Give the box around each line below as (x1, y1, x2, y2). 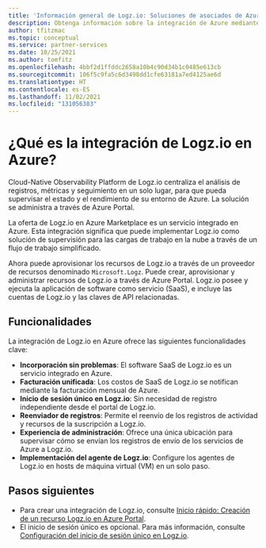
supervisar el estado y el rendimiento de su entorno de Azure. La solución (8, 194, 249, 204)
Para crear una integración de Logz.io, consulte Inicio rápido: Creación (19, 505, 251, 515)
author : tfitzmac (8, 26, 66, 34)
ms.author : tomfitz (8, 56, 73, 64)
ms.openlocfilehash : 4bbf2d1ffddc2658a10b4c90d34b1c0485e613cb (8, 63, 222, 71)
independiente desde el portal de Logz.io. (19, 402, 156, 412)
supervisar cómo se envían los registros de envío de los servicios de (19, 435, 244, 445)
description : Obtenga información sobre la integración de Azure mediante (8, 19, 260, 27)
